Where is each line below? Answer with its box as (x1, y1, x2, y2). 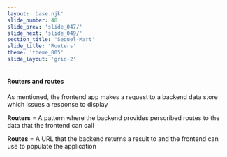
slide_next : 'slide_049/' (7, 29, 82, 37)
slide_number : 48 (7, 17, 58, 24)
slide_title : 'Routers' (7, 43, 77, 50)
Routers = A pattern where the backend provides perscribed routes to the (7, 113, 220, 122)
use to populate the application (7, 142, 96, 150)
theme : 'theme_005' (7, 50, 64, 57)
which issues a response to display (7, 100, 108, 108)
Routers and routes (7, 77, 64, 86)
